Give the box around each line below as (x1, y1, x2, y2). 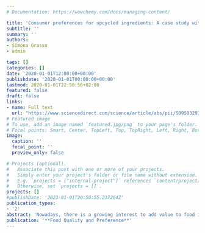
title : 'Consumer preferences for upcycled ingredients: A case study (6, 19, 190, 26)
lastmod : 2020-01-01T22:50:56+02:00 (6, 82, 99, 88)
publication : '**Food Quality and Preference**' (6, 217, 132, 223)
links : (6, 99, 23, 105)
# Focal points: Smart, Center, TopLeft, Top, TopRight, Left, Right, (6, 127, 190, 133)
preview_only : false (12, 150, 64, 156)
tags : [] (6, 59, 29, 65)
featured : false (6, 88, 48, 94)
